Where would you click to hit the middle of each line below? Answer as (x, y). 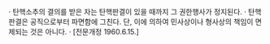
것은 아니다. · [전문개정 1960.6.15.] (85, 32)
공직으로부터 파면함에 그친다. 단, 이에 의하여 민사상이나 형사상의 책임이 (142, 22)
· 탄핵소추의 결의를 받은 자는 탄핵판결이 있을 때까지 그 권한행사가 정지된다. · (127, 12)
